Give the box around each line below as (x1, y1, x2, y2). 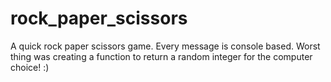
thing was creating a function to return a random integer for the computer (10, 50, 313, 62)
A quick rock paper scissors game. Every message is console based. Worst (10, 40, 321, 52)
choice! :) (10, 61, 50, 73)
